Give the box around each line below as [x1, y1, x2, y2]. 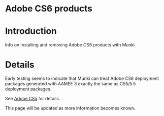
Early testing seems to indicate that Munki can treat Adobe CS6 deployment [5, 76, 159, 81]
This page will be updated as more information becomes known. [5, 105, 135, 111]
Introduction [5, 26, 57, 37]
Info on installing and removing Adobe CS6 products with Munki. [5, 42, 136, 48]
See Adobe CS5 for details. [5, 96, 60, 102]
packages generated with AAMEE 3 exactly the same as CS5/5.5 [5, 81, 136, 87]
